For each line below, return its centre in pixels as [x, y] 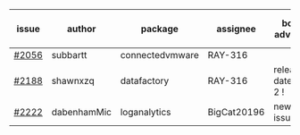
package [159, 29]
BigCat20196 [236, 112]
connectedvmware [159, 55]
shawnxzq [73, 81]
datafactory [145, 81]
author [81, 29]
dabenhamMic [81, 112]
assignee [236, 29]
